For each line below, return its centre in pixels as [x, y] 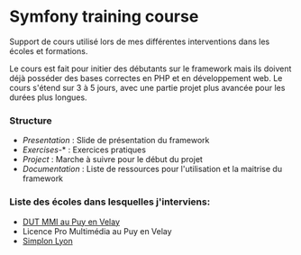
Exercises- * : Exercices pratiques [84, 150]
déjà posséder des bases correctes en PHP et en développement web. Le [146, 77]
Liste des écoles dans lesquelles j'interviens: [110, 202]
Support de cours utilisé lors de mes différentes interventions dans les [140, 41]
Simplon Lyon [48, 241]
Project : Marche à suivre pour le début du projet [112, 159]
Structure [31, 121]
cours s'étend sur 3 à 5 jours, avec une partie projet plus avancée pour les [147, 87]
